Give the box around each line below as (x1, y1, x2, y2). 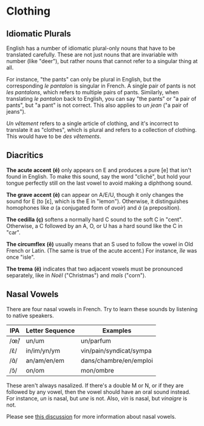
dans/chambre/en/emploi (81, 356, 154, 365)
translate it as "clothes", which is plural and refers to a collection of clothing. (6, 126, 197, 133)
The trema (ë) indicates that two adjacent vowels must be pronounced (6, 265, 183, 272)
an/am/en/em (25, 356, 65, 365)
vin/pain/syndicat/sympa (81, 346, 152, 355)
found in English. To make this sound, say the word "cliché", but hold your (6, 173, 191, 180)
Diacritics (6, 150, 44, 160)
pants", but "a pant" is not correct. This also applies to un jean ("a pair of (6, 101, 189, 109)
